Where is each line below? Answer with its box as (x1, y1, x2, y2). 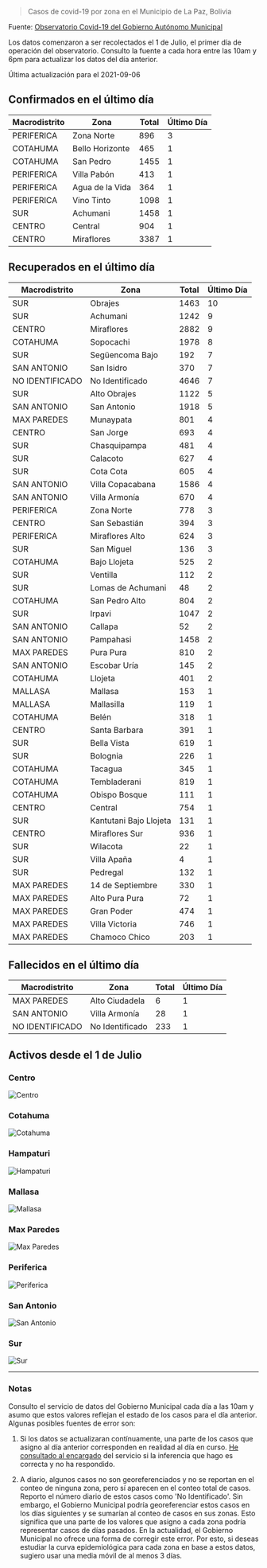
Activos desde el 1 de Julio (8, 1048, 142, 1062)
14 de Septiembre (90, 880, 157, 891)
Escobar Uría (90, 660, 139, 671)
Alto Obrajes (90, 388, 137, 399)
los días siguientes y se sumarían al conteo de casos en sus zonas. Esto (19, 1508, 256, 1518)
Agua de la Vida (72, 181, 132, 193)
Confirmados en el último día (8, 93, 154, 107)
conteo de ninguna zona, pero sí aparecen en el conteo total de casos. (19, 1483, 251, 1492)
